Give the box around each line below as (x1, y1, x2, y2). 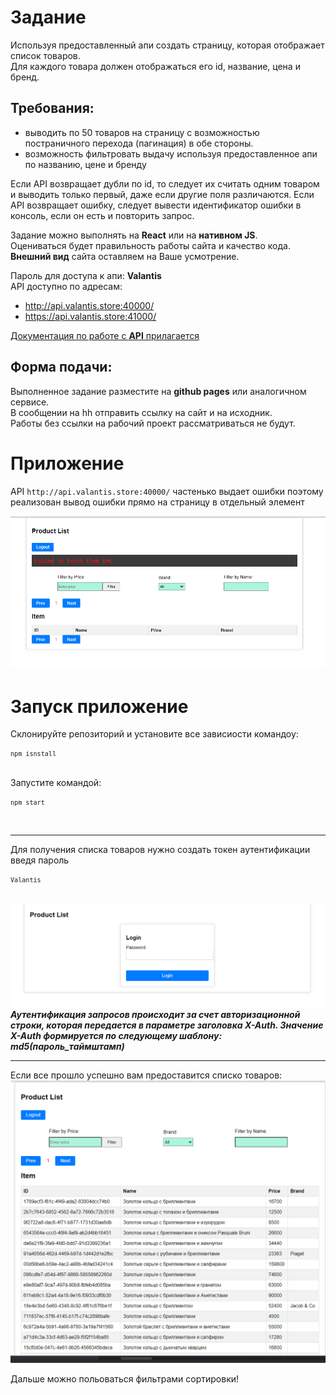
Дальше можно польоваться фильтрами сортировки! (10, 1373, 240, 1385)
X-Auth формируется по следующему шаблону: (10, 1030, 223, 1042)
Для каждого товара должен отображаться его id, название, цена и (10, 60, 301, 72)
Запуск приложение (10, 695, 189, 718)
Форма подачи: (10, 359, 113, 376)
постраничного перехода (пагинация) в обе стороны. (24, 137, 254, 149)
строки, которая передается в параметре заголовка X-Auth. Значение (10, 1019, 324, 1031)
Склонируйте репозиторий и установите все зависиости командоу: (10, 728, 299, 740)
